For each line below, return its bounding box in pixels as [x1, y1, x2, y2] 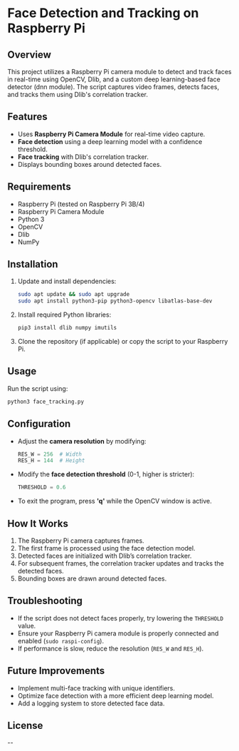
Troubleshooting [7, 595, 83, 607]
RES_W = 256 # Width [17, 451, 83, 458]
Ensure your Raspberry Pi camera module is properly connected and [17, 629, 219, 638]
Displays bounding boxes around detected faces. [17, 160, 162, 168]
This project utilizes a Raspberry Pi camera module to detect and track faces [7, 68, 232, 76]
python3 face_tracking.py [7, 398, 84, 405]
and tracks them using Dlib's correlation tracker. [7, 91, 148, 98]
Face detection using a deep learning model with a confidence [17, 137, 203, 145]
